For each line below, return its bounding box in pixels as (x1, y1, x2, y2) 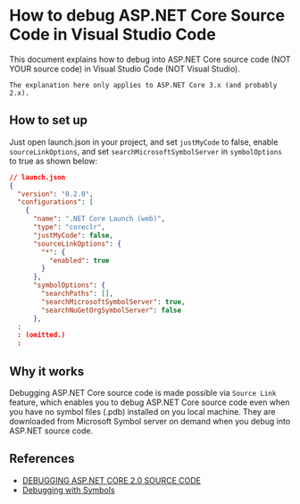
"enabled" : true (48, 256, 110, 265)
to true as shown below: (9, 155, 98, 166)
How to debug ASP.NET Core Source (9, 5, 286, 26)
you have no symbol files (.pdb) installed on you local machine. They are (9, 406, 276, 416)
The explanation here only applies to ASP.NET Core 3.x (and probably (9, 80, 278, 89)
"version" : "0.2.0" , (17, 189, 94, 198)
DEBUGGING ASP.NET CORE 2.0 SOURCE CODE (21, 475, 201, 485)
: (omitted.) (17, 331, 66, 340)
